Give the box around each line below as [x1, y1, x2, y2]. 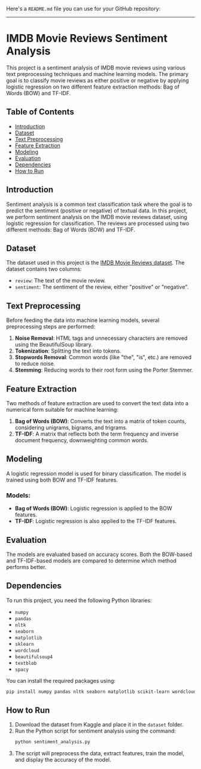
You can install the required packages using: [6, 677, 115, 684]
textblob [14, 660, 37, 666]
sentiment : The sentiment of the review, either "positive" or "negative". [14, 284, 189, 291]
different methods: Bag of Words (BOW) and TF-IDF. [6, 226, 136, 233]
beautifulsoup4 [14, 654, 53, 660]
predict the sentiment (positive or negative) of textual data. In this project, [6, 206, 188, 214]
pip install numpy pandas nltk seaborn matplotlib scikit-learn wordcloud [6, 688, 197, 695]
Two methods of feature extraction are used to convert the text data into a [6, 400, 188, 406]
